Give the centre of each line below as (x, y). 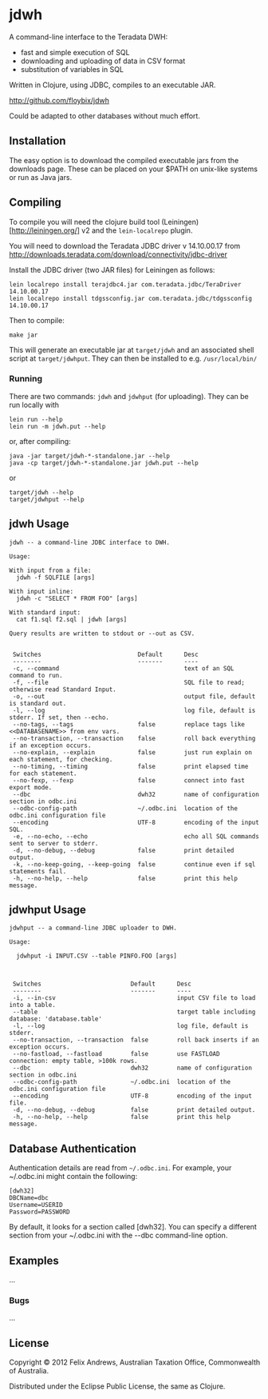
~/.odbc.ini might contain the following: (73, 1177)
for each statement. (43, 773)
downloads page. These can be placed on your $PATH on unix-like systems (134, 169)
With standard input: (45, 612)
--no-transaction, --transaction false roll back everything (134, 738)
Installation (37, 141)
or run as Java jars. (41, 177)
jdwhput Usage (47, 910)
